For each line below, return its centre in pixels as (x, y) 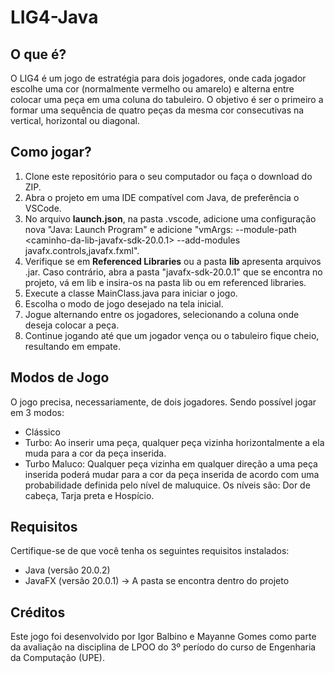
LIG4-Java (54, 17)
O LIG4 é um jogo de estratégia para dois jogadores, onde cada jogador (158, 78)
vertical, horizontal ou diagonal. (75, 120)
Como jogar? (51, 152)
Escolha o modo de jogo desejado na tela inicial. (124, 303)
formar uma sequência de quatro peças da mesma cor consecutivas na (157, 110)
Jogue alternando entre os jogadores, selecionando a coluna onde (162, 314)
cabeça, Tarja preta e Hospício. (89, 495)
